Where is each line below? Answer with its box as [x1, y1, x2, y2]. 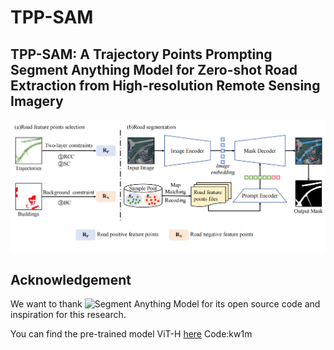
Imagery [10, 92, 64, 110]
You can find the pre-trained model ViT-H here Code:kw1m [10, 328, 253, 340]
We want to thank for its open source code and [10, 298, 321, 310]
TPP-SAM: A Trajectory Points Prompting [10, 46, 273, 63]
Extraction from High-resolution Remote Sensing [10, 77, 321, 94]
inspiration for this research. [10, 309, 127, 321]
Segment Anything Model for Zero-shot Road [10, 61, 298, 78]
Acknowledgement [10, 271, 132, 288]
